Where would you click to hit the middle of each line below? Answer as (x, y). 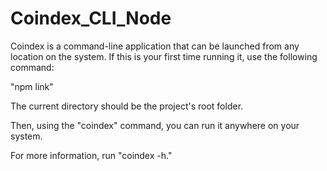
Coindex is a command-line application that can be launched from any (155, 46)
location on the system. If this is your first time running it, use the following (164, 56)
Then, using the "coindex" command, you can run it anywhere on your (155, 125)
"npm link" (32, 86)
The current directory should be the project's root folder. (127, 106)
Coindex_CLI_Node (91, 18)
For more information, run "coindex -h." (91, 155)
